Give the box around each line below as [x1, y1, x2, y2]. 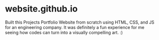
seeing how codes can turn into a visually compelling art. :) [5, 29, 123, 35]
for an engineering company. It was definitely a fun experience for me [5, 24, 144, 30]
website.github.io [5, 3, 78, 14]
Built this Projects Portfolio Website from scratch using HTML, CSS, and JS [5, 19, 155, 25]
